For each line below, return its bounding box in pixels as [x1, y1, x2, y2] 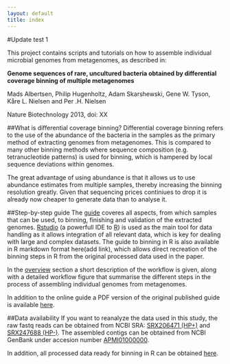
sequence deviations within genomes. [7, 160, 115, 168]
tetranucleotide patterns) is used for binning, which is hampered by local [7, 152, 213, 161]
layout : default [7, 10, 54, 17]
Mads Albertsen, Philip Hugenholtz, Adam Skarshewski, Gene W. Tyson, [7, 90, 211, 98]
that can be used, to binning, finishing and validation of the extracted [7, 215, 203, 223]
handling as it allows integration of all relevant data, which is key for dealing [7, 230, 221, 239]
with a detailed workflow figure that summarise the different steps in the [7, 272, 211, 281]
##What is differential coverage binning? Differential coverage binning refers [7, 123, 224, 132]
